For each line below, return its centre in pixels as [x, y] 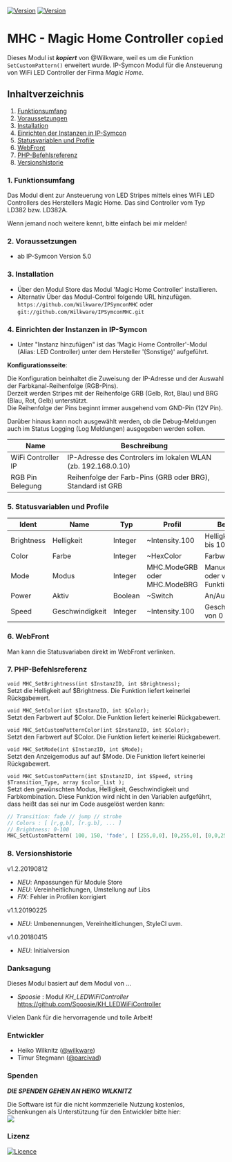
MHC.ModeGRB [172, 567]
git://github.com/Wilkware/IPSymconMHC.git [81, 312]
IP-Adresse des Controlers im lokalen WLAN [139, 457]
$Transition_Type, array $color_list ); [66, 782]
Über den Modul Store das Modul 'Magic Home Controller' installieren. [117, 289]
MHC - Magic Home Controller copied [116, 39]
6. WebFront [28, 636]
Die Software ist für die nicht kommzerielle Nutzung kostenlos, [96, 1104]
